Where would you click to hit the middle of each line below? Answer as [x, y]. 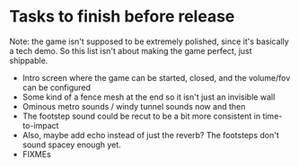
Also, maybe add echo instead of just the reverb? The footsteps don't [151, 135]
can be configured [57, 87]
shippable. [29, 60]
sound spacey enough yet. [71, 145]
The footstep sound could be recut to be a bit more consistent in [141, 116]
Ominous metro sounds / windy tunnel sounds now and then [134, 106]
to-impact [40, 125]
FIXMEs [36, 154]
